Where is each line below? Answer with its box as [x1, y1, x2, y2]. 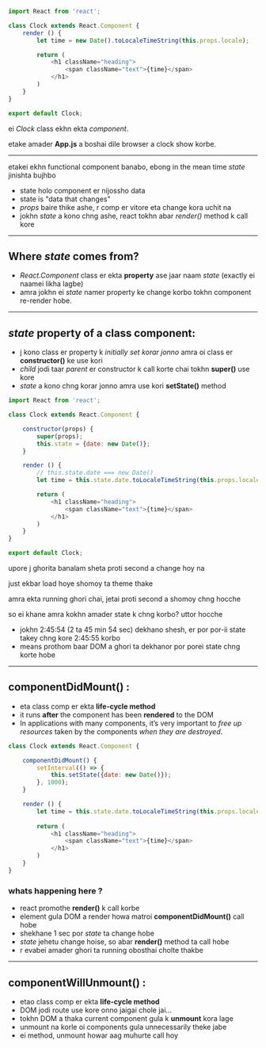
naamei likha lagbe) [19, 279, 84, 289]
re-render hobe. [19, 296, 73, 305]
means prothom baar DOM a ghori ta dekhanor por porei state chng [19, 642, 241, 651]
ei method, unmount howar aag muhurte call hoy [19, 1031, 179, 1040]
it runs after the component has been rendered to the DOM [19, 710, 214, 719]
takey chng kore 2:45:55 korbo [19, 633, 121, 642]
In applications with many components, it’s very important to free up [19, 718, 242, 728]
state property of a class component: [8, 326, 196, 340]
